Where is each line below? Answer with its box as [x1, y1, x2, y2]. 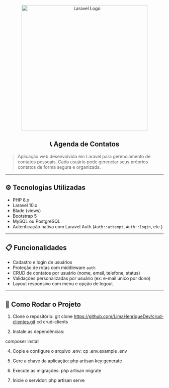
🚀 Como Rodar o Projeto [5, 300, 81, 308]
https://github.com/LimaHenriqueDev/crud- [73, 313, 164, 319]
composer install [5, 338, 40, 345]
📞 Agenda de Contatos [49, 140, 120, 149]
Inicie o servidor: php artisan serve [12, 377, 85, 383]
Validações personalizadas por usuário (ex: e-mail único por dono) [12, 275, 151, 282]
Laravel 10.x [12, 202, 38, 208]
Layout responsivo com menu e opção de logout [12, 281, 113, 287]
